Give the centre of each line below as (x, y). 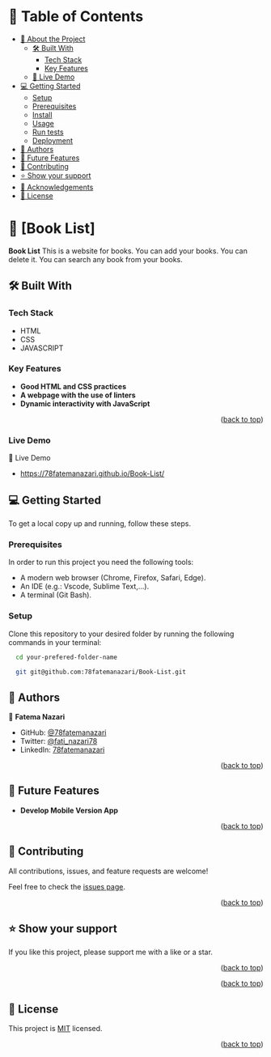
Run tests (48, 132)
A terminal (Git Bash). (55, 595)
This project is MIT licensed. (55, 1029)
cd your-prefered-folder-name (66, 657)
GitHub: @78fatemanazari (63, 732)
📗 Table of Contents (76, 17)
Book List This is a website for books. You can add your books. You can (128, 251)
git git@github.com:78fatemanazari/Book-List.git (101, 672)
